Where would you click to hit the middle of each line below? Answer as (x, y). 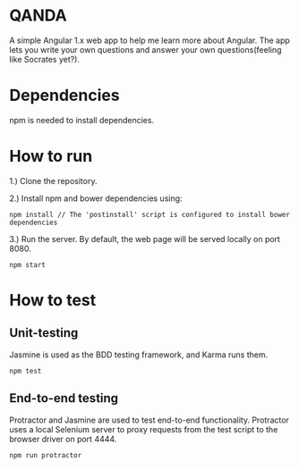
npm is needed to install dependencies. (82, 120)
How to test (53, 300)
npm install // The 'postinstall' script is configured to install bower (150, 214)
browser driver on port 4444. (63, 439)
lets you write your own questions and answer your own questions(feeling (145, 49)
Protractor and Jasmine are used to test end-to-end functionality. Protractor (149, 420)
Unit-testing (44, 333)
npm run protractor (46, 455)
